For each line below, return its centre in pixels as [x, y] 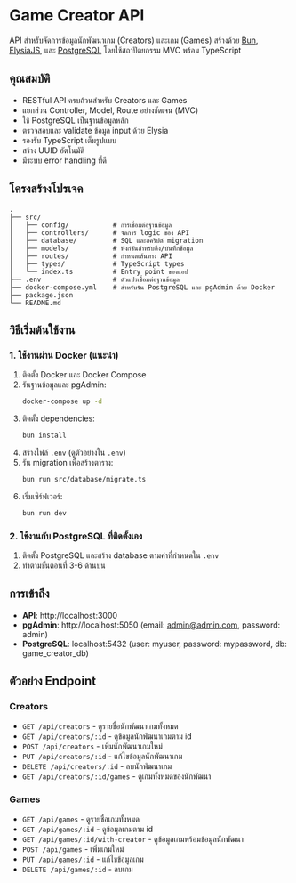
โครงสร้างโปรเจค [46, 189]
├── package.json [41, 295]
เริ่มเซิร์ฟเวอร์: [42, 496]
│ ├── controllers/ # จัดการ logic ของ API [100, 232]
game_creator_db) [55, 653]
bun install [44, 436]
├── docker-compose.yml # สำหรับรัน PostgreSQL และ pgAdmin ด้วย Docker [142, 287]
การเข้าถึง [29, 594]
